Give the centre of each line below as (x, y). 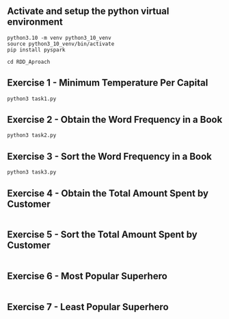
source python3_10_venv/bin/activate (61, 44)
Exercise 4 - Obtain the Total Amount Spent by (108, 193)
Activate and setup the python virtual (88, 11)
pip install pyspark (37, 50)
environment (35, 22)
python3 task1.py (32, 99)
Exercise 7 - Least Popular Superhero (88, 307)
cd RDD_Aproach (29, 62)
